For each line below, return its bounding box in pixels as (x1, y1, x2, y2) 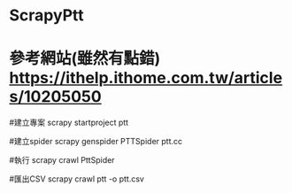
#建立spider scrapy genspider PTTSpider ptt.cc (9, 136, 183, 147)
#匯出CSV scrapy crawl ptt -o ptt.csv (9, 174, 144, 184)
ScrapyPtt (9, 5, 84, 26)
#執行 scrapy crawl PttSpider (9, 155, 115, 166)
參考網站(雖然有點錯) (9, 49, 161, 69)
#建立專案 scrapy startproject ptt (9, 117, 129, 128)
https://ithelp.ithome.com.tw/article (9, 68, 283, 89)
